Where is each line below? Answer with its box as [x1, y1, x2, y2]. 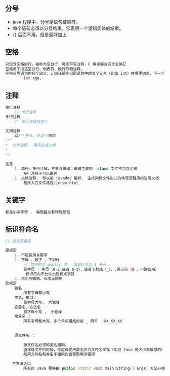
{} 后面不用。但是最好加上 [12, 32, 67, 38]
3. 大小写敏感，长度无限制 [14, 276, 63, 281]
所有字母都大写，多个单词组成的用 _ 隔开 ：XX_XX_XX [23, 319, 122, 324]
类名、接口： [14, 295, 37, 300]
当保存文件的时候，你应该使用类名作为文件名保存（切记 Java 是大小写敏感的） [23, 347, 165, 352]
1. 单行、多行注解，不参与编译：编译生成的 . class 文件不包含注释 [14, 166, 138, 171]
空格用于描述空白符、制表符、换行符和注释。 [5, 66, 84, 72]
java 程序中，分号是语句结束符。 [12, 19, 80, 25]
